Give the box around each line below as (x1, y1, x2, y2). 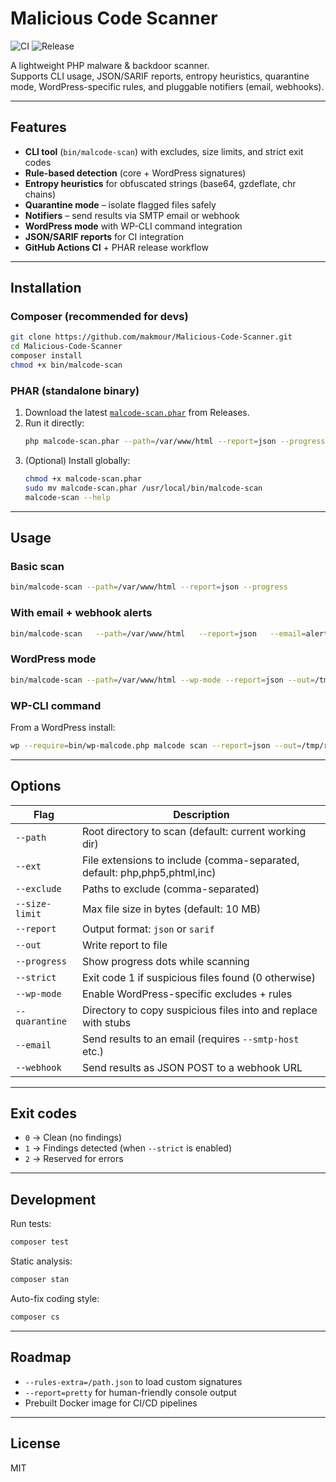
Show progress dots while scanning (81, 954, 250, 968)
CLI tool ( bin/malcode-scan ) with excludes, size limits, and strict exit (24, 145, 304, 157)
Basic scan (10, 560, 65, 574)
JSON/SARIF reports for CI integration (24, 230, 184, 242)
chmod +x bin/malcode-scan (10, 360, 123, 371)
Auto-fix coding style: (10, 1293, 100, 1304)
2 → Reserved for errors (24, 1153, 124, 1165)
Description (173, 807, 230, 821)
